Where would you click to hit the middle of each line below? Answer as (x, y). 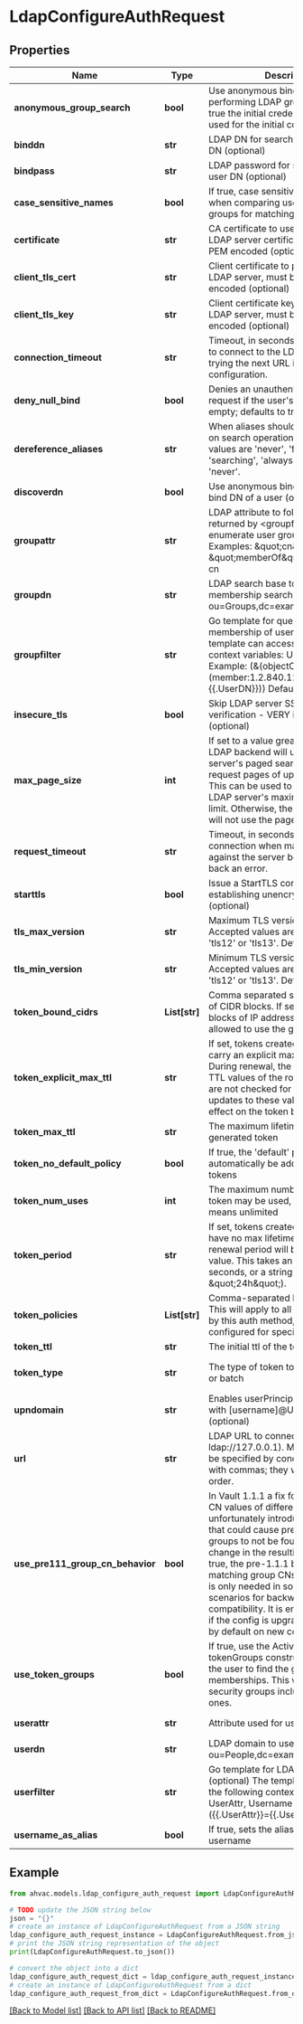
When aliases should (252, 426)
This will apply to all (250, 1309)
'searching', (234, 460)
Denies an (230, 389)
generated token (243, 1137)
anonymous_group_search (72, 108)
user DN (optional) (248, 176)
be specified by (241, 1458)
